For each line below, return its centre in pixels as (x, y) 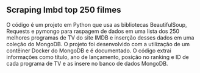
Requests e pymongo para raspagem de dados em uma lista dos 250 (93, 31)
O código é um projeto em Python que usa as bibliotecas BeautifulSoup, (97, 24)
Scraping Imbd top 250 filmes (64, 10)
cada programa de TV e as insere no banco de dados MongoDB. (87, 63)
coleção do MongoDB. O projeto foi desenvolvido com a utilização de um (98, 44)
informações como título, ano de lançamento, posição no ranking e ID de (98, 57)
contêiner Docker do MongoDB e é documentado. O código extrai (89, 50)
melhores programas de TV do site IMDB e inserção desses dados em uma (100, 37)
